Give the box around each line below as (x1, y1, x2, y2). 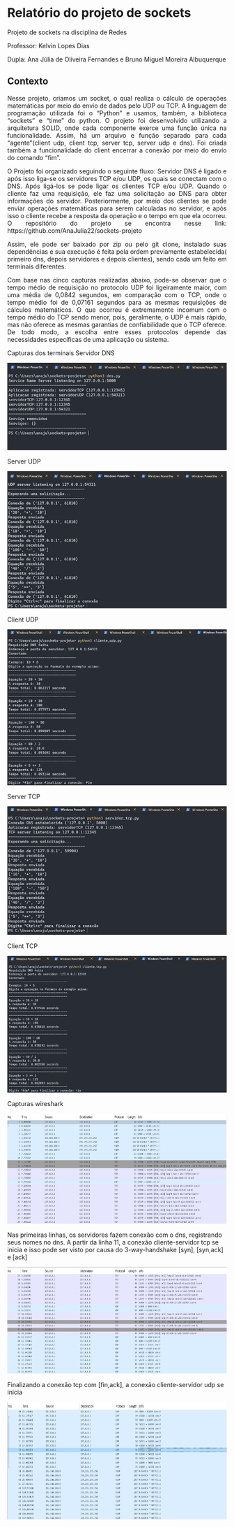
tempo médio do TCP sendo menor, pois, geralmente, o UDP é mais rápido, (7, 313, 227, 321)
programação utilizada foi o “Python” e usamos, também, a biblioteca (7, 108, 227, 117)
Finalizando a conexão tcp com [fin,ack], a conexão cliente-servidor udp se (7, 1380, 224, 1389)
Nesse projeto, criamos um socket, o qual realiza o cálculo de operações (7, 94, 227, 102)
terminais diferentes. (7, 262, 66, 271)
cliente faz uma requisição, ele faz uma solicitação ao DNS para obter (7, 189, 227, 197)
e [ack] (7, 1253, 28, 1261)
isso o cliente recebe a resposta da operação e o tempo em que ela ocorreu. (7, 211, 227, 220)
